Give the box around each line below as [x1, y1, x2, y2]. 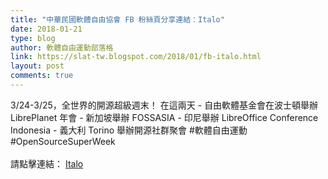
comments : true [10, 71, 74, 81]
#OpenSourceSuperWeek [10, 135, 116, 147]
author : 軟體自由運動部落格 [10, 42, 114, 53]
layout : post [10, 61, 65, 71]
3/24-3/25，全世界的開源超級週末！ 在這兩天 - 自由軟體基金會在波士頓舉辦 [10, 99, 319, 111]
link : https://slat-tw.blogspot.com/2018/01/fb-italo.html [10, 52, 262, 62]
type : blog [10, 33, 56, 43]
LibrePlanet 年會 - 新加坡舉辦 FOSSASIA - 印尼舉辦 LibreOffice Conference [10, 111, 319, 123]
